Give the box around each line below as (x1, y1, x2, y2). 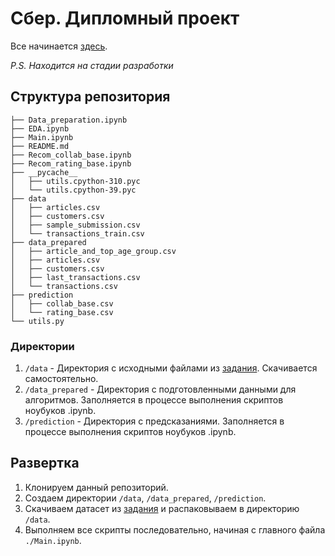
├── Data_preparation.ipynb (10, 115, 128, 125)
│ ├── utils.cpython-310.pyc (10, 176, 141, 186)
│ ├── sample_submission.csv (10, 220, 141, 230)
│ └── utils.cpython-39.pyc (10, 185, 137, 195)
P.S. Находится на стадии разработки (10, 59, 174, 71)
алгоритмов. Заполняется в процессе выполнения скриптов (24, 394, 284, 406)
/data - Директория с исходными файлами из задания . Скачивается (24, 362, 318, 374)
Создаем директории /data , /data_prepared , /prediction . (24, 492, 267, 504)
